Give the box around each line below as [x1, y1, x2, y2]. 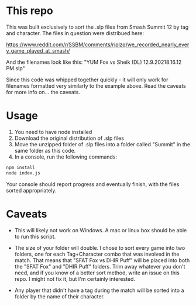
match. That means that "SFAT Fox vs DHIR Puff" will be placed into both [14, 256, 190, 264]
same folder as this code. [14, 147, 76, 154]
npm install [6, 164, 35, 170]
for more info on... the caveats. [6, 88, 81, 95]
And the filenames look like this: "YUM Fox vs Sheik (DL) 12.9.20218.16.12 [6, 59, 182, 66]
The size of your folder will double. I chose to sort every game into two [14, 244, 185, 251]
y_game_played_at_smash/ [6, 47, 70, 54]
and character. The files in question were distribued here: [6, 29, 145, 36]
